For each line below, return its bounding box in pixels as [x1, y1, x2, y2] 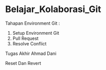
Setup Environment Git [12, 30, 59, 36]
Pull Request [12, 35, 39, 41]
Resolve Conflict [12, 40, 47, 46]
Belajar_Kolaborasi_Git [5, 4, 101, 15]
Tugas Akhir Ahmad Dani [5, 50, 57, 56]
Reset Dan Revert [5, 60, 41, 66]
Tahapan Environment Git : [5, 20, 60, 26]
